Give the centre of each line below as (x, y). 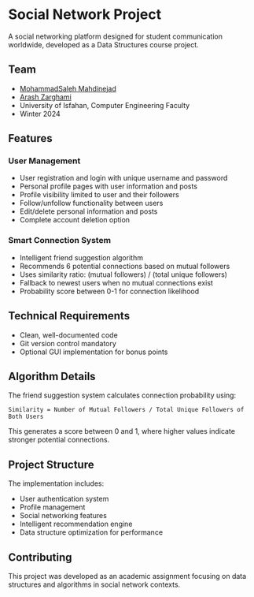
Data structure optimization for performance (91, 532)
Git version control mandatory (68, 343)
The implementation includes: (56, 483)
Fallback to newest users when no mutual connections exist (116, 282)
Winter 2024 (40, 114)
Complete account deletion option (75, 220)
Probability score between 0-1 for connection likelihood (109, 291)
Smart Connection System (60, 241)
